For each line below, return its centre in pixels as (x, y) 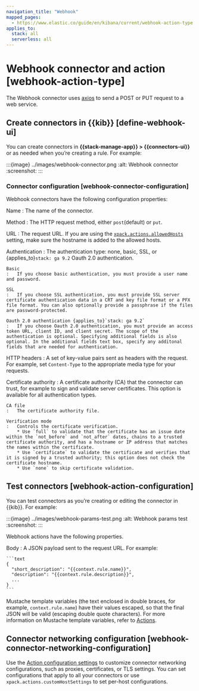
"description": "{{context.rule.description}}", (73, 574)
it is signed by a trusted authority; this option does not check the (96, 458)
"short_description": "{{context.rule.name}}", (72, 569)
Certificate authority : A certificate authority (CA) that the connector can (95, 382)
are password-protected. (37, 311)
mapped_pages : (24, 17)
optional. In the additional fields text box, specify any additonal (94, 342)
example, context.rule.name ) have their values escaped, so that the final (95, 607)
